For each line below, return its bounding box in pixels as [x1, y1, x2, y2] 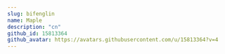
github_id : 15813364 [7, 29, 68, 37]
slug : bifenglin [7, 10, 55, 18]
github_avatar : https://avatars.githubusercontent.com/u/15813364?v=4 [7, 36, 219, 43]
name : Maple [7, 17, 42, 24]
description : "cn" [7, 23, 61, 30]
